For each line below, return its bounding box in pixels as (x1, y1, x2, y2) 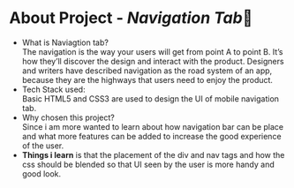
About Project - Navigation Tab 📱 (9, 8, 253, 28)
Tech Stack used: (21, 84, 86, 94)
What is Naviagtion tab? (21, 37, 109, 48)
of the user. (21, 140, 64, 151)
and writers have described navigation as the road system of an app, (21, 65, 273, 76)
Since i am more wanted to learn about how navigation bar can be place (21, 121, 284, 132)
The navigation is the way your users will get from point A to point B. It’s (21, 46, 283, 56)
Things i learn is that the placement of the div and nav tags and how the (21, 149, 285, 160)
